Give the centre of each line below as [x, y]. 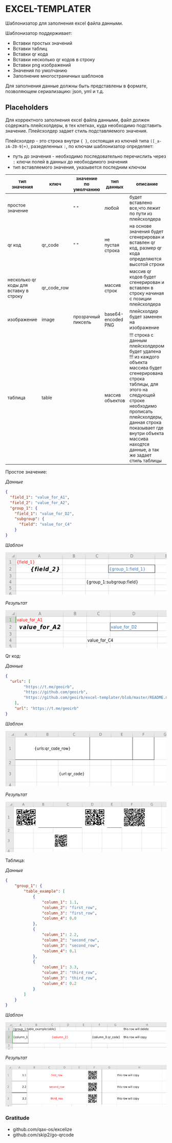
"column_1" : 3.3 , [60, 967]
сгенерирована [146, 373]
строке [137, 400]
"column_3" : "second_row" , [71, 946]
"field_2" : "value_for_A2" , [40, 503]
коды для [18, 285]
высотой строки [147, 264]
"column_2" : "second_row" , [71, 940]
